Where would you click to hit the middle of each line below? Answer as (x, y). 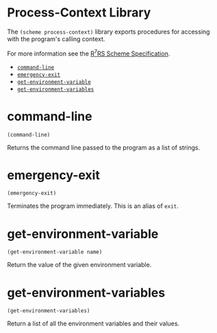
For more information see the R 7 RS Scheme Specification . (89, 53)
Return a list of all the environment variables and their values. (93, 323)
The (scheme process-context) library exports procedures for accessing (108, 32)
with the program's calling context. (56, 38)
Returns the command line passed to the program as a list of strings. (104, 147)
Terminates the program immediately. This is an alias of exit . (93, 206)
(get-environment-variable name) (55, 252)
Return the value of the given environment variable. (79, 265)
